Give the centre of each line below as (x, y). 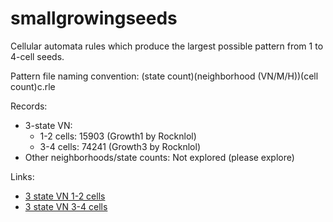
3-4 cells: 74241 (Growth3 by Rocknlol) (120, 146)
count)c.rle (33, 86)
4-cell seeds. (37, 56)
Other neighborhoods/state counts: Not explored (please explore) (159, 157)
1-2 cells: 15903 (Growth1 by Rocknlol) (118, 136)
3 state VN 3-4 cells (66, 206)
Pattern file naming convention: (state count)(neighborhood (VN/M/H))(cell (164, 76)
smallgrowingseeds (94, 18)
